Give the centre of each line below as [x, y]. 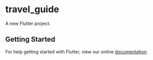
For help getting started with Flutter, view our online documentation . [76, 51]
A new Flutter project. [28, 23]
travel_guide [32, 9]
